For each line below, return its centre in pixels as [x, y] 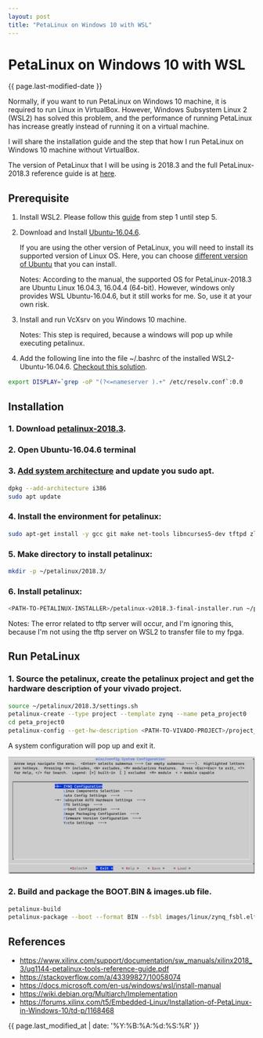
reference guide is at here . [74, 173]
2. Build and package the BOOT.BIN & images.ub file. [110, 892]
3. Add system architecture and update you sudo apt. [112, 471]
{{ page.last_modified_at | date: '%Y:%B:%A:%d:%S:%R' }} [104, 1026]
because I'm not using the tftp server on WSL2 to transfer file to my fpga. [126, 632]
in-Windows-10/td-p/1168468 [67, 1011]
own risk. [34, 304]
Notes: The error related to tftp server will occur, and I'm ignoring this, [121, 623]
